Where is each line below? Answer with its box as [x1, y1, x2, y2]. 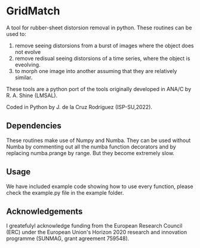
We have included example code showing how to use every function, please [6, 183, 193, 190]
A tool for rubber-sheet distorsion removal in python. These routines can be [6, 24, 192, 31]
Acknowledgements [6, 206, 83, 216]
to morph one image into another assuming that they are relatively [14, 67, 177, 74]
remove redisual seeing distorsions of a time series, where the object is [14, 55, 190, 62]
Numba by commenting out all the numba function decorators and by [6, 143, 176, 150]
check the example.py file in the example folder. [6, 189, 124, 196]
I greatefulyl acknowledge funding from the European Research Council [6, 222, 183, 229]
